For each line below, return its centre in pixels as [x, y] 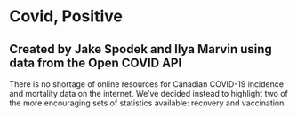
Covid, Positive [66, 16]
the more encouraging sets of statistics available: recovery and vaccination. [148, 103]
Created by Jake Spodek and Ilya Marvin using [141, 49]
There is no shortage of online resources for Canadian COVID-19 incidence [147, 84]
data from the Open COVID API [96, 62]
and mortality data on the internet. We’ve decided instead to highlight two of [149, 94]
